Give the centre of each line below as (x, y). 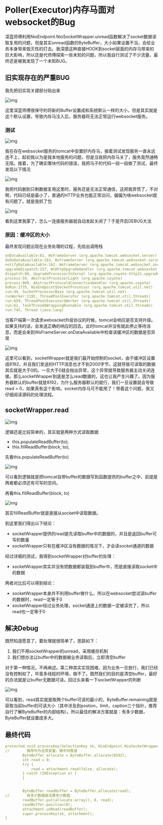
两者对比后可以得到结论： (31, 583)
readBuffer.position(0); (48, 805)
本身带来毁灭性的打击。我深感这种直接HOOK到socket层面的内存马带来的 (81, 49)
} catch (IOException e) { (50, 773)
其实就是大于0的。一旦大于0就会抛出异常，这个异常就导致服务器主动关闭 (78, 370)
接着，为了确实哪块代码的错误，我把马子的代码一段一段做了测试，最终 (88, 163)
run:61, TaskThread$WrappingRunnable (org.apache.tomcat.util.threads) (79, 305)
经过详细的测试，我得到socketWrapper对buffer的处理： (60, 556)
